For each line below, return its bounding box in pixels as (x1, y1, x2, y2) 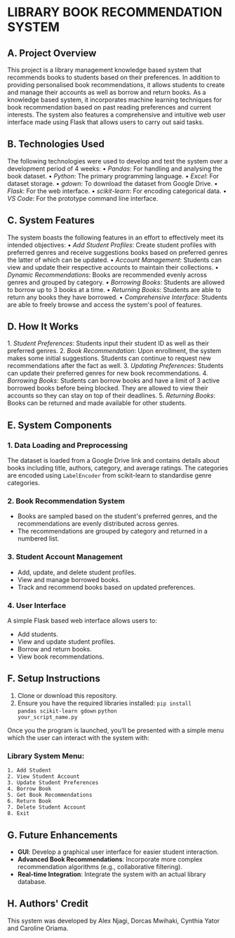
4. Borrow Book (7, 786, 52, 793)
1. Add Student (7, 767, 52, 774)
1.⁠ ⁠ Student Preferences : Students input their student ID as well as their (7, 339, 209, 348)
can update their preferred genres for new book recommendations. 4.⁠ (7, 369, 208, 378)
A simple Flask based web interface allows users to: (7, 616, 158, 625)
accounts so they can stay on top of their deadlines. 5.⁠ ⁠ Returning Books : (7, 391, 216, 400)
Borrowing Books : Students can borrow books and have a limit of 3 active (7, 376, 220, 385)
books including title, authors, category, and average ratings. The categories (7, 464, 229, 473)
